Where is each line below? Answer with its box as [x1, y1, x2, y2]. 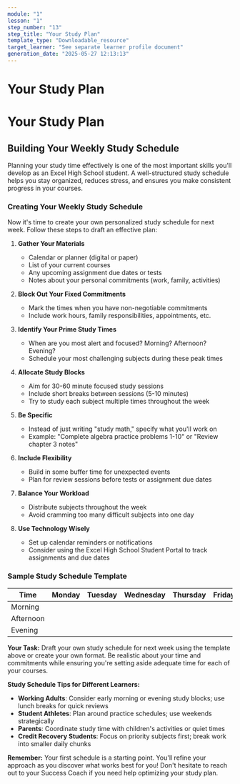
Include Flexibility [17, 454, 72, 462]
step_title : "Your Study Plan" [7, 30, 101, 38]
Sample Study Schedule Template [7, 571, 127, 581]
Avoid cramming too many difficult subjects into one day [28, 510, 194, 519]
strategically [17, 716, 55, 725]
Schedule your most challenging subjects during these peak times [28, 354, 224, 363]
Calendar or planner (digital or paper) [28, 253, 139, 262]
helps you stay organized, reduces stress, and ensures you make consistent [7, 177, 231, 185]
